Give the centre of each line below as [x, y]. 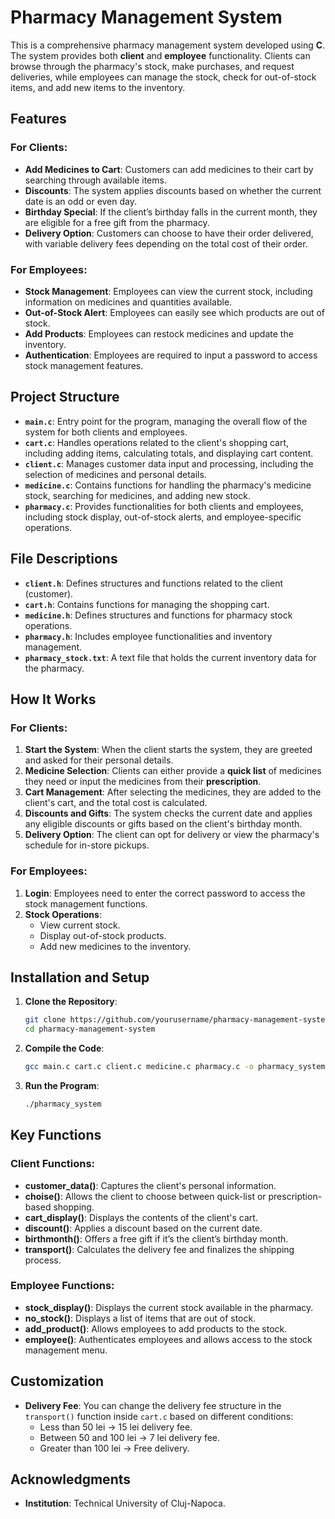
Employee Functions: [62, 1286]
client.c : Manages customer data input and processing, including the [169, 463]
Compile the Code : [64, 1048]
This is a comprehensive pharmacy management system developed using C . [168, 45]
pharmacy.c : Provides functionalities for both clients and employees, [164, 506]
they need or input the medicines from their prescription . [143, 782]
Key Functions [56, 1135]
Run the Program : [62, 1085]
